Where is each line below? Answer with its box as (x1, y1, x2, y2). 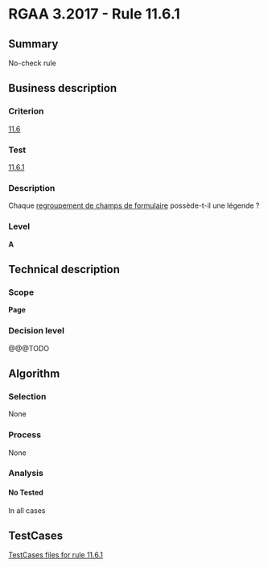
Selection (8, 391, 47, 402)
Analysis (8, 468, 44, 479)
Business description (8, 81, 118, 95)
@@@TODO (8, 343, 50, 353)
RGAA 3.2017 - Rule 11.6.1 (8, 5, 181, 23)
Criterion (8, 106, 44, 117)
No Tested (8, 488, 44, 498)
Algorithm (8, 366, 60, 380)
